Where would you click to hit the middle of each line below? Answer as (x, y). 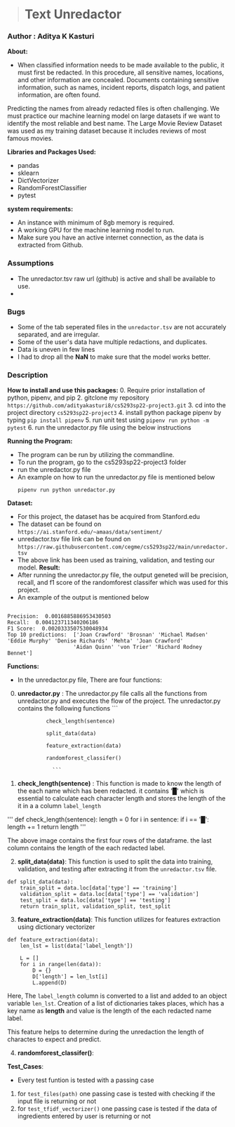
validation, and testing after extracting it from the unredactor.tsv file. (117, 869)
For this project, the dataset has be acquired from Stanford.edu (109, 517)
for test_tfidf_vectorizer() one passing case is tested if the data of (117, 1109)
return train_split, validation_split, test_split (95, 907)
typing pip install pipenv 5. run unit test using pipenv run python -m (108, 420)
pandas (28, 166)
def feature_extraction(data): (53, 940)
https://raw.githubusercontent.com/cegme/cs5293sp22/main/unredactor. (123, 547)
